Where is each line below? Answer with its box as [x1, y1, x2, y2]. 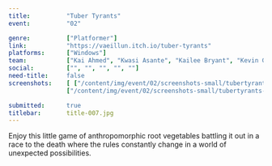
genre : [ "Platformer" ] [8, 34, 117, 42]
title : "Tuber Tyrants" [8, 11, 121, 20]
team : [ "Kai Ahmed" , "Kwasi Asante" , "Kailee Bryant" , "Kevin [8, 57, 259, 65]
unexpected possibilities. [8, 148, 91, 158]
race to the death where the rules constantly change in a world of [8, 139, 227, 150]
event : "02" [8, 19, 82, 28]
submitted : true [8, 101, 82, 109]
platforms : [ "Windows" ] [8, 49, 107, 57]
